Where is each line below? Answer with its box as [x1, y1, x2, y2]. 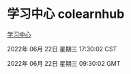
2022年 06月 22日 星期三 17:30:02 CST [7, 45, 117, 53]
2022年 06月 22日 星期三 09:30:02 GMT [7, 59, 121, 67]
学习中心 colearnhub [7, 6, 125, 22]
